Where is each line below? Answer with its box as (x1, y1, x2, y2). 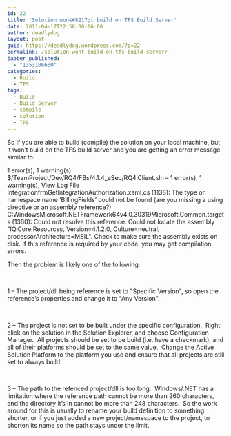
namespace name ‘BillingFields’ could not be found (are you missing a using (7, 195, 223, 204)
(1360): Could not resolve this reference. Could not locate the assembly (12, 217, 215, 226)
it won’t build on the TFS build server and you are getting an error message (7, 146, 221, 154)
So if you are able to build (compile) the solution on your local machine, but (7, 138, 221, 146)
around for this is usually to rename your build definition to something (7, 406, 205, 415)
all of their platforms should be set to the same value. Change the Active (7, 343, 214, 351)
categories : (7, 68, 41, 75)
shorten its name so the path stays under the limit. (7, 421, 150, 429)
